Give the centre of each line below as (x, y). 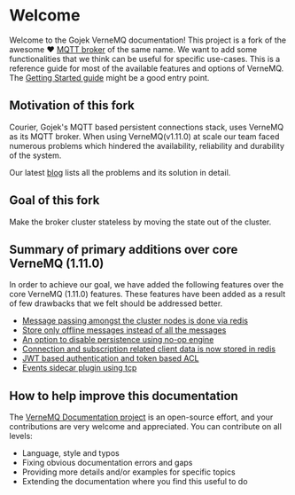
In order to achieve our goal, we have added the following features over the (147, 285)
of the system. (35, 155)
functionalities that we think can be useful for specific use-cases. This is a (145, 59)
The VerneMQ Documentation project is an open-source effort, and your (141, 417)
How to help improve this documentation (124, 396)
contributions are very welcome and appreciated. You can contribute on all (145, 427)
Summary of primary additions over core (124, 249)
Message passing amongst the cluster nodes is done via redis (135, 321)
